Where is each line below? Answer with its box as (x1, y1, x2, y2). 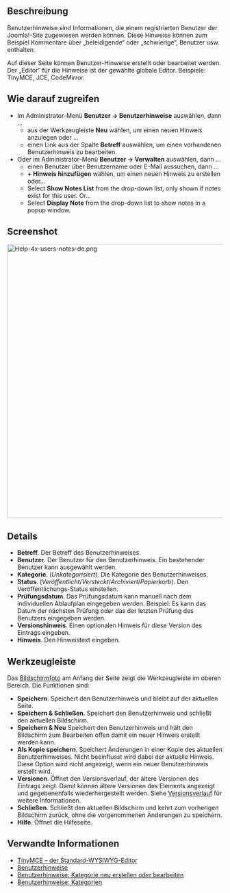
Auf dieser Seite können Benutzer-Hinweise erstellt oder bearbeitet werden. (7, 58, 221, 67)
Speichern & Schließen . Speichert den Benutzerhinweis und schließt (16, 709, 212, 718)
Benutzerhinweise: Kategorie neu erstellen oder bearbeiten (16, 870, 184, 879)
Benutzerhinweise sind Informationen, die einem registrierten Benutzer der (7, 23, 218, 32)
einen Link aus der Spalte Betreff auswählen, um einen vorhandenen (27, 140, 221, 149)
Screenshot (7, 226, 58, 238)
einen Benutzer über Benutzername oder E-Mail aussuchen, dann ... (27, 162, 219, 171)
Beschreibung (7, 5, 68, 17)
